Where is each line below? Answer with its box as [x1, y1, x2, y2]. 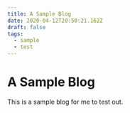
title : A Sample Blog [7, 10, 72, 18]
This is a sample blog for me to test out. [7, 97, 124, 106]
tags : [7, 30, 23, 38]
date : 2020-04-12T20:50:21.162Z [7, 17, 103, 24]
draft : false [7, 23, 46, 31]
